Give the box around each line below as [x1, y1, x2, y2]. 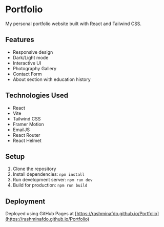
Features [5, 35, 34, 44]
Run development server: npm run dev [12, 177, 93, 183]
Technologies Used [5, 91, 68, 100]
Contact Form [12, 71, 42, 77]
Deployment [5, 197, 46, 205]
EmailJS [12, 127, 30, 133]
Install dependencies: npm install [12, 171, 85, 177]
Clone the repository [12, 166, 56, 172]
